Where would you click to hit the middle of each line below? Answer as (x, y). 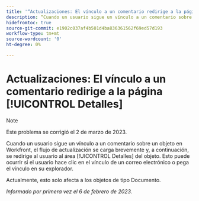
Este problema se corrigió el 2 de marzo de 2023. (67, 132)
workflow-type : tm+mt (33, 34)
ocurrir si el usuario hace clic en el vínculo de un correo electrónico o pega (98, 162)
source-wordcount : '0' (34, 39)
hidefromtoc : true (29, 22)
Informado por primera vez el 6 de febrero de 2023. (69, 191)
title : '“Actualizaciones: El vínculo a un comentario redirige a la (94, 12)
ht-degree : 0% (24, 45)
